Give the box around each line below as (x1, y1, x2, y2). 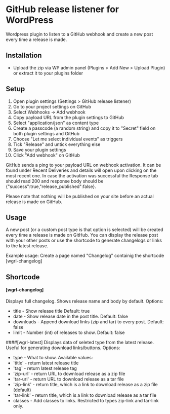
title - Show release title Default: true (13, 308, 90, 314)
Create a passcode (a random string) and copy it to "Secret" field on (13, 125, 156, 131)
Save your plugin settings (13, 146, 66, 153)
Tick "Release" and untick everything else (13, 141, 101, 147)
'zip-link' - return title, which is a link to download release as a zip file (13, 381, 158, 387)
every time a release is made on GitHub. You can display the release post (6, 232, 158, 238)
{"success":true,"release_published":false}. (6, 183, 97, 190)
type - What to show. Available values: (13, 354, 93, 360)
